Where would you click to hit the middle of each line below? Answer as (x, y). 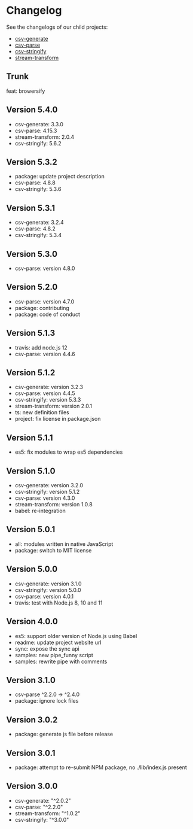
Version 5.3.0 (32, 254)
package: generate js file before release (64, 734)
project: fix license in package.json (58, 419)
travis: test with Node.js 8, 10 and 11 (59, 603)
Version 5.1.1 (30, 438)
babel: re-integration (40, 511)
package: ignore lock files (47, 701)
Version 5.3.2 (32, 162)
